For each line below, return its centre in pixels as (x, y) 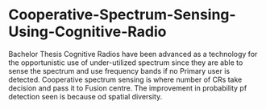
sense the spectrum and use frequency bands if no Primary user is (119, 71)
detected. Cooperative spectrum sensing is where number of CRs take (125, 79)
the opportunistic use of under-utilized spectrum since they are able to (126, 63)
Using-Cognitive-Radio (87, 32)
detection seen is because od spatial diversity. (85, 96)
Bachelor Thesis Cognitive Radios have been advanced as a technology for (133, 54)
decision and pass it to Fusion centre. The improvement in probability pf (128, 88)
